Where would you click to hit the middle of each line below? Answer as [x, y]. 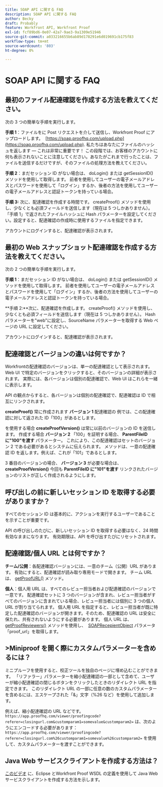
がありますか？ [27, 501]
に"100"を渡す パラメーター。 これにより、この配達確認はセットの [72, 441]
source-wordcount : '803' [30, 46]
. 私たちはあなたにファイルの [113, 144]
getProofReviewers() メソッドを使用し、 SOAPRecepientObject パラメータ [80, 625]
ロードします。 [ [30, 138]
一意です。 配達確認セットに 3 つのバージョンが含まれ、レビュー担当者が [78, 595]
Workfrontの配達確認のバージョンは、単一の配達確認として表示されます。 [79, 366]
